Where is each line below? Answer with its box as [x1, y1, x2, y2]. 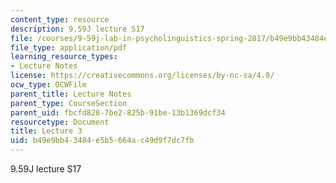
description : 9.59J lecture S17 [10, 24, 145, 34]
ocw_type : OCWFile [10, 80, 87, 90]
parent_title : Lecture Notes [10, 89, 132, 99]
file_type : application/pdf [10, 42, 128, 53]
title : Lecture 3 [10, 126, 83, 136]
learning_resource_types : [10, 52, 118, 62]
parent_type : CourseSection [10, 98, 128, 108]
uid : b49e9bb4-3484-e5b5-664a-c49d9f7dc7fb [10, 136, 195, 146]
